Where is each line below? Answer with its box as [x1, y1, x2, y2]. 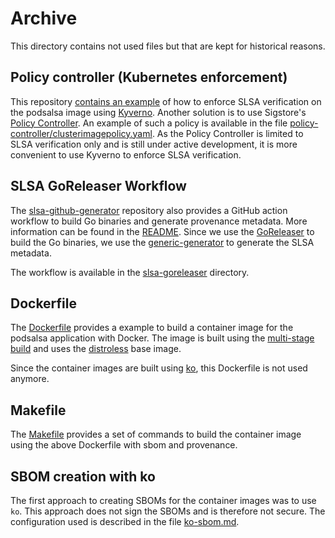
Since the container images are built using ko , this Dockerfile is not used [10, 362, 308, 374]
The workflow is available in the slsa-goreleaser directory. [10, 266, 250, 278]
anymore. [10, 373, 50, 385]
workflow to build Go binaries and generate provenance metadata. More [10, 215, 308, 227]
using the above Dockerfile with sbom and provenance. [10, 439, 238, 451]
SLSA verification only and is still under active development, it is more [10, 138, 298, 150]
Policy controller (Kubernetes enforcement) [10, 69, 288, 86]
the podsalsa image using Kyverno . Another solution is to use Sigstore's [10, 106, 307, 118]
